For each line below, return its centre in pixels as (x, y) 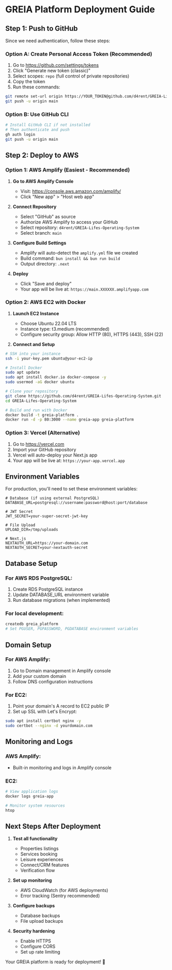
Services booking (39, 854)
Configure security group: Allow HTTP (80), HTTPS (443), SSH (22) (92, 334)
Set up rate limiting (40, 952)
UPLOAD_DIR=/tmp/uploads (32, 530)
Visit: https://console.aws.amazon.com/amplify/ (71, 191)
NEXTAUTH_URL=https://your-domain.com (47, 543)
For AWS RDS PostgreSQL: (39, 578)
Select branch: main (41, 233)
